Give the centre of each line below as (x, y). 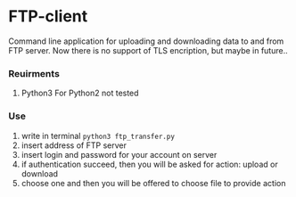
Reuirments (34, 73)
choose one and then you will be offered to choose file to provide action (153, 183)
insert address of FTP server (74, 145)
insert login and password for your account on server (119, 154)
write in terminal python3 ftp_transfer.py (98, 135)
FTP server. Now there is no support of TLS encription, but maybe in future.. (148, 50)
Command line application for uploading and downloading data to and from (146, 41)
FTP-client (48, 16)
